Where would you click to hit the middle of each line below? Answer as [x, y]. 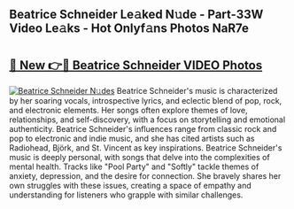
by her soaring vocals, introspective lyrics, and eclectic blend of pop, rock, [146, 101]
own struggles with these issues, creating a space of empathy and [130, 186]
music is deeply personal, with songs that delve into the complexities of [139, 157]
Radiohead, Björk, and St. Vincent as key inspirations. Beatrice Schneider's [146, 148]
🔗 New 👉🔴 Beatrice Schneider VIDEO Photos [136, 65]
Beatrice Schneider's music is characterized [197, 91]
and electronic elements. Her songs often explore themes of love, [128, 110]
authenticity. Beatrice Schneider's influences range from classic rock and [143, 129]
